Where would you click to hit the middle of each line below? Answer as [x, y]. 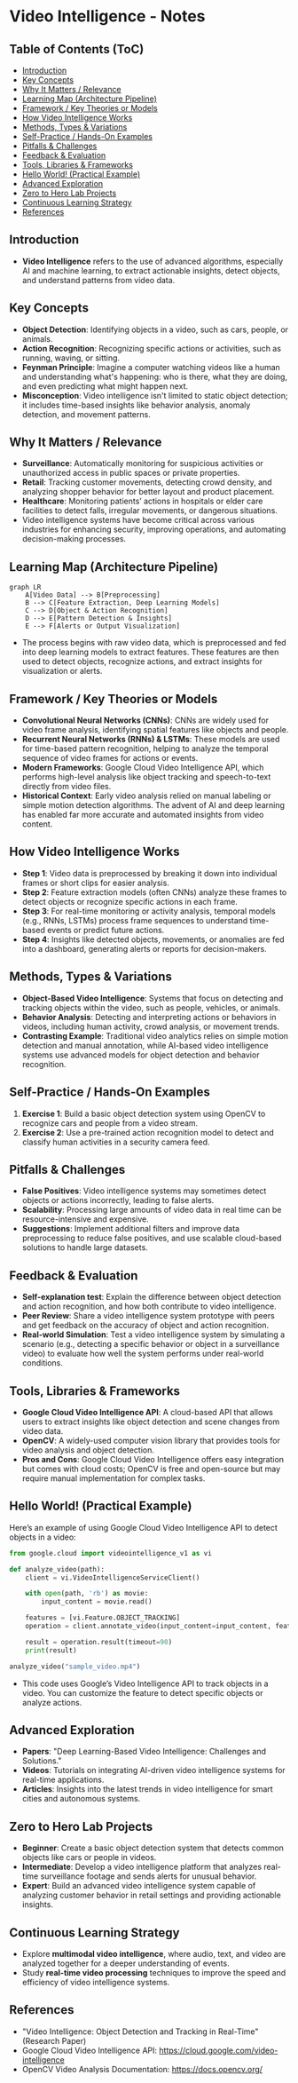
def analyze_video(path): [57, 1569]
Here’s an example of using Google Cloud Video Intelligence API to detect [143, 1527]
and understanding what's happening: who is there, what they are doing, [155, 376]
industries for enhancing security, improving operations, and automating [154, 529]
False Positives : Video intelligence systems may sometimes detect [144, 1191]
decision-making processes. [74, 539]
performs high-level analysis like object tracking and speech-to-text [146, 777]
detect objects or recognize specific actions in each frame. [129, 901]
